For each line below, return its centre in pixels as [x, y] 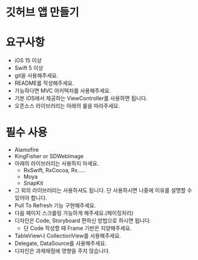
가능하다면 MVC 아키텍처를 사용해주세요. [63, 91]
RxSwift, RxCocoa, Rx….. [54, 170]
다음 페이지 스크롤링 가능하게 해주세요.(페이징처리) [74, 213]
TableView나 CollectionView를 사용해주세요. [68, 236]
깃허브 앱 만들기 [42, 12]
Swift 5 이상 [29, 68]
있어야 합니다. [31, 198]
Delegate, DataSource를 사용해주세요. [61, 244]
